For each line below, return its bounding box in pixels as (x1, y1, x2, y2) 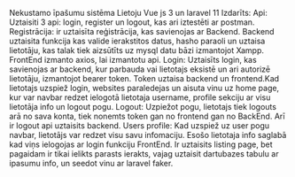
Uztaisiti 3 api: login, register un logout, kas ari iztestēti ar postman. (9, 17, 255, 27)
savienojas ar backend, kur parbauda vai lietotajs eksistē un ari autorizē (9, 64, 271, 74)
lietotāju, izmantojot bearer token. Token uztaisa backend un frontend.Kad (9, 73, 280, 83)
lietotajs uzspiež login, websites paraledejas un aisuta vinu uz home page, (9, 83, 280, 93)
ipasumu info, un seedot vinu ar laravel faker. (9, 158, 174, 168)
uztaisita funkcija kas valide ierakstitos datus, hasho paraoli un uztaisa (9, 35, 266, 46)
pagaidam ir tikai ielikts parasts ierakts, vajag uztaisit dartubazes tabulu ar (9, 149, 279, 158)
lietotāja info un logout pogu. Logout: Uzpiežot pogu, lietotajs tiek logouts (9, 102, 277, 112)
